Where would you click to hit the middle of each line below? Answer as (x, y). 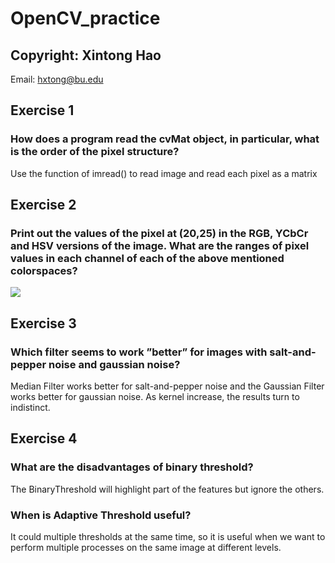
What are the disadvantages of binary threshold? (132, 467)
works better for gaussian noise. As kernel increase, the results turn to (155, 397)
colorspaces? (44, 270)
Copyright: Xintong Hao (86, 55)
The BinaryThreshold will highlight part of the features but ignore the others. (167, 489)
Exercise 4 (44, 438)
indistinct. (30, 408)
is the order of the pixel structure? (95, 152)
